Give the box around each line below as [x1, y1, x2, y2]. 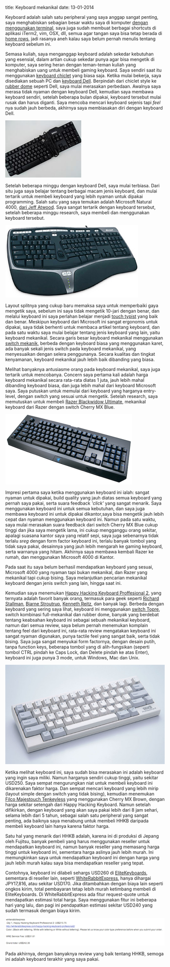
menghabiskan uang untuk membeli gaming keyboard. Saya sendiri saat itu [5, 67, 162, 73]
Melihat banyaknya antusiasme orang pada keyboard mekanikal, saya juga [5, 366, 160, 372]
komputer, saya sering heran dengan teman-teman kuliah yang [5, 62, 136, 68]
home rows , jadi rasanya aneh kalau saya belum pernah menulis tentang [5, 36, 156, 42]
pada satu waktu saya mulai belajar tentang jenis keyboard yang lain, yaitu [5, 329, 160, 336]
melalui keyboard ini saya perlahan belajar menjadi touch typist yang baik [5, 313, 158, 319]
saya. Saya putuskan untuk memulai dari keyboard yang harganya [5, 388, 143, 394]
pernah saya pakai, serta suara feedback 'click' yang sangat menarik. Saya [5, 500, 162, 506]
